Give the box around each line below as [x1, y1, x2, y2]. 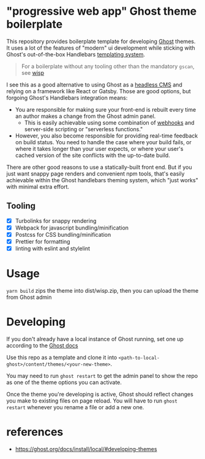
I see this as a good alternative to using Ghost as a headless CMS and [6, 81, 182, 88]
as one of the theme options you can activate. [6, 379, 122, 386]
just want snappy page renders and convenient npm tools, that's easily [6, 170, 185, 177]
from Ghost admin [6, 293, 52, 301]
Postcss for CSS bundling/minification [15, 231, 111, 238]
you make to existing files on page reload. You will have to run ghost [6, 397, 178, 404]
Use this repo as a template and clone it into [6, 353, 117, 361]
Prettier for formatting [15, 237, 70, 245]
